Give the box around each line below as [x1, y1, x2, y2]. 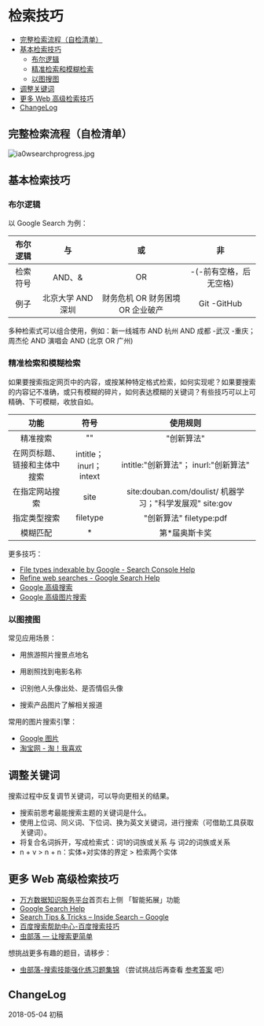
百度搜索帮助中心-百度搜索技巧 [19, 921, 120, 931]
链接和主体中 [12, 459, 60, 470]
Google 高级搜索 [19, 582, 73, 591]
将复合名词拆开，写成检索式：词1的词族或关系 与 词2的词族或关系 [19, 837, 230, 846]
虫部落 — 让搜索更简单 [19, 931, 93, 941]
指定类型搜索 [12, 513, 60, 524]
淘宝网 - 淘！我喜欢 [19, 743, 82, 753]
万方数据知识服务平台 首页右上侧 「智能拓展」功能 [19, 895, 181, 904]
